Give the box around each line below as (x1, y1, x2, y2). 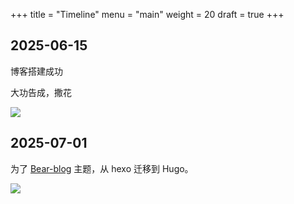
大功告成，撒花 (10, 86, 72, 98)
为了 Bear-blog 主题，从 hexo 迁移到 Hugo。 (10, 162, 194, 174)
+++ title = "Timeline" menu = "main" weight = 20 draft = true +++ (10, 9, 285, 20)
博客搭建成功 (10, 65, 63, 77)
